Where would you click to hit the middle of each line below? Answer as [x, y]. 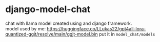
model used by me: [26, 28]
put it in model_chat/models [127, 34]
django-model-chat [48, 9]
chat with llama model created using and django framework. [69, 23]
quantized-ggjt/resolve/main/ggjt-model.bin [52, 34]
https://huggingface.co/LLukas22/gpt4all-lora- [96, 28]
